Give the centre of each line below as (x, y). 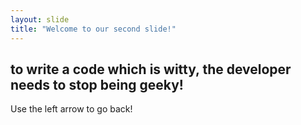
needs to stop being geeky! (97, 84)
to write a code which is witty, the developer (151, 69)
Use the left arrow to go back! (71, 109)
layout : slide (40, 19)
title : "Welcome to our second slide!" (93, 29)
